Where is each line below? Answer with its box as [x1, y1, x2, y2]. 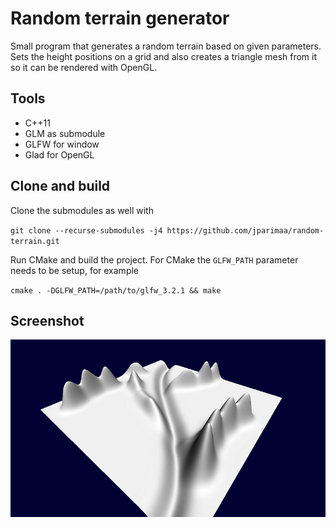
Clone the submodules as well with [10, 204, 154, 216]
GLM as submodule [24, 127, 106, 139]
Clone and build [10, 178, 111, 195]
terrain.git [10, 236, 60, 246]
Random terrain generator [10, 7, 230, 30]
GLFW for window [24, 138, 100, 150]
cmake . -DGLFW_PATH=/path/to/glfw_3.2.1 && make [10, 285, 222, 296]
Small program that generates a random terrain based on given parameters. [10, 40, 322, 52]
